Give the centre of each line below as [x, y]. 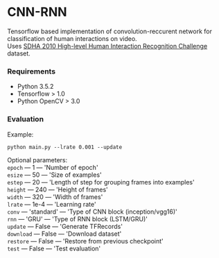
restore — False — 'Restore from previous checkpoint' [86, 241]
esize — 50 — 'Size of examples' [54, 175]
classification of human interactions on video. [72, 38]
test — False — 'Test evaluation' [54, 248]
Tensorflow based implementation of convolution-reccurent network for [110, 31]
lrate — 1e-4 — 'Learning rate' [52, 204]
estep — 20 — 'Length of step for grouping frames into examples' [101, 182]
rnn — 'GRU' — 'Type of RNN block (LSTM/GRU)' [77, 218]
